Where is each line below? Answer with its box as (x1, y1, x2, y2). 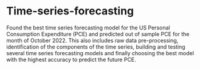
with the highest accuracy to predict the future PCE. (6, 56, 137, 63)
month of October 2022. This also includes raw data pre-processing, (6, 37, 179, 44)
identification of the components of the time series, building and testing (6, 43, 185, 50)
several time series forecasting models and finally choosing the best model (6, 49, 195, 56)
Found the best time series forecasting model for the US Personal (6, 24, 170, 31)
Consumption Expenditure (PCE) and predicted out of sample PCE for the (6, 30, 190, 37)
